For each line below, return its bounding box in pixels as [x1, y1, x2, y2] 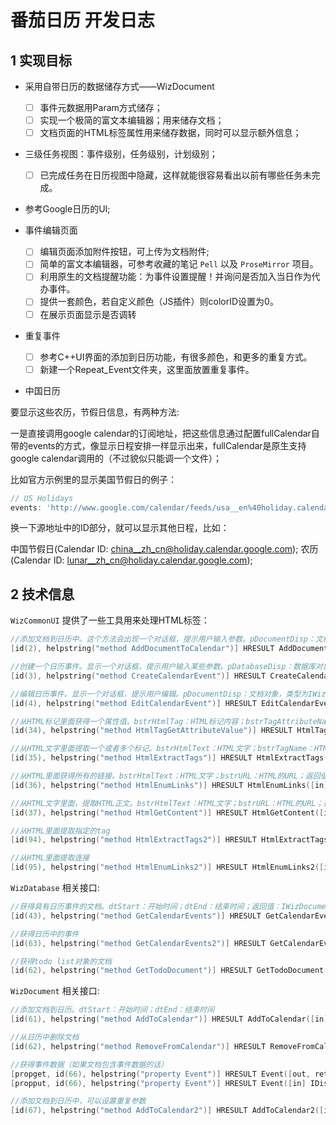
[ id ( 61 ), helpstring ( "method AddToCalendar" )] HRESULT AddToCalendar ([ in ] [10, 1014, 329, 1025]
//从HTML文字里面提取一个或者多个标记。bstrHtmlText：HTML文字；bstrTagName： [10, 744, 315, 754]
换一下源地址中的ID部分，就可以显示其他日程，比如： [10, 522, 230, 534]
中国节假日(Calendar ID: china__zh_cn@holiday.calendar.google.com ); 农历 [10, 543, 319, 555]
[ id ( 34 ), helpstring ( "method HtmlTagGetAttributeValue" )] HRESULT [10, 726, 293, 736]
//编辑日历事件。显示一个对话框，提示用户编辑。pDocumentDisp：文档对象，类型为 [10, 689, 308, 699]
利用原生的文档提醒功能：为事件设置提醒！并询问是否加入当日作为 [39, 271, 312, 283]
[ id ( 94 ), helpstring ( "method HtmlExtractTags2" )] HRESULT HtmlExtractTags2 [10, 835, 333, 845]
